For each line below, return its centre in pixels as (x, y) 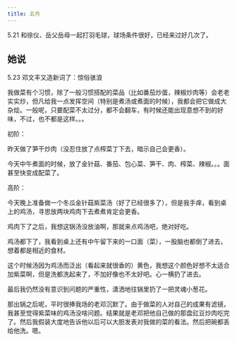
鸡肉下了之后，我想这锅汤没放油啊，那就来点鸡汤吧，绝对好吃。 (100, 227)
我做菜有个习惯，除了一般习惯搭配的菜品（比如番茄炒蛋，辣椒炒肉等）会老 (115, 92)
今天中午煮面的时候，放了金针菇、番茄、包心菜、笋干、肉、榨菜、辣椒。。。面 (119, 164)
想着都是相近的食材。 (38, 251)
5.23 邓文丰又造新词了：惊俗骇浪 (55, 78)
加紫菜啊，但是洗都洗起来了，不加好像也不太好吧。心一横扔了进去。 (106, 274)
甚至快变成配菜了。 (35, 173)
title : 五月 (24, 14)
